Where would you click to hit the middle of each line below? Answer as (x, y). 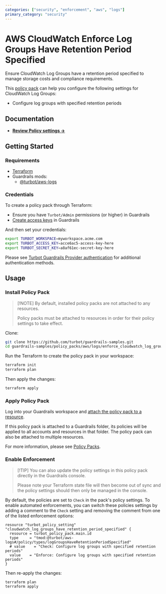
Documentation (30, 119)
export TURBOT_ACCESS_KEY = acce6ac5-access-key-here (59, 244)
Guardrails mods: (30, 176)
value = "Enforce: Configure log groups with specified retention (83, 555)
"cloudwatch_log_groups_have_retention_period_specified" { (68, 529)
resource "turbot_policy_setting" (41, 525)
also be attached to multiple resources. (45, 437)
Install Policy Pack (27, 293)
